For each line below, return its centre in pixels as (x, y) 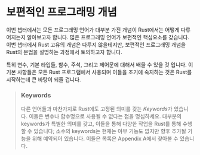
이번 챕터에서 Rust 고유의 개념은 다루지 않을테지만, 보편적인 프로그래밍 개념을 (96, 45)
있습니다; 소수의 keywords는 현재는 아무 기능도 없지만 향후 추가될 (110, 131)
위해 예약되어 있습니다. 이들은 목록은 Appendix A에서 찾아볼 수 (105, 139)
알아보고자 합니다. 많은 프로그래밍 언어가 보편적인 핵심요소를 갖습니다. (108, 37)
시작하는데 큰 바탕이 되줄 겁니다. (44, 79)
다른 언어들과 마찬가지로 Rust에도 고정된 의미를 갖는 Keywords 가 (97, 109)
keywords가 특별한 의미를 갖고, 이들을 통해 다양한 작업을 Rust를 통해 (101, 124)
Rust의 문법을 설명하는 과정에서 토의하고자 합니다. (64, 52)
